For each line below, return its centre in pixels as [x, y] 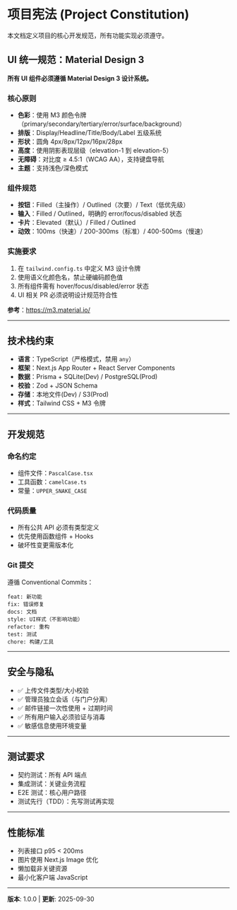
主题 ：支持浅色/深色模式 [53, 168]
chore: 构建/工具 [31, 642]
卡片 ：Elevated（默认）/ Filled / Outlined [77, 223]
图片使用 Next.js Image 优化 [58, 860]
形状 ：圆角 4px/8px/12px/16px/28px [70, 141]
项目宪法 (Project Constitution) [98, 14]
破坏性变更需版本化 [45, 545]
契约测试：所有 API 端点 [52, 775]
